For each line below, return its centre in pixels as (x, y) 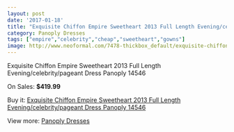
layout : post (26, 14)
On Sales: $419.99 (34, 86)
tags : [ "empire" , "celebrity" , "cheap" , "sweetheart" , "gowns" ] (96, 40)
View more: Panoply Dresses (49, 121)
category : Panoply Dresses (46, 33)
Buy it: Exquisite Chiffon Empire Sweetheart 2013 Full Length (94, 100)
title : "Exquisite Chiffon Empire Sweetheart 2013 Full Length (101, 26)
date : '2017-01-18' (36, 20)
